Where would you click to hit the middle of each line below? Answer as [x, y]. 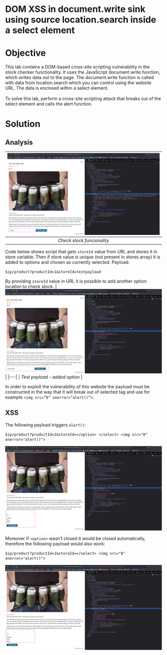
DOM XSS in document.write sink [75, 9]
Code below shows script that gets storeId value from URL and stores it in [81, 251]
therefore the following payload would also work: [55, 544]
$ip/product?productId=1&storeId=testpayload [53, 272]
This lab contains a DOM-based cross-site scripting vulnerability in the [78, 67]
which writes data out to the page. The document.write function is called [80, 78]
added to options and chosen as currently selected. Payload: [67, 262]
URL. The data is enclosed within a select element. [57, 88]
